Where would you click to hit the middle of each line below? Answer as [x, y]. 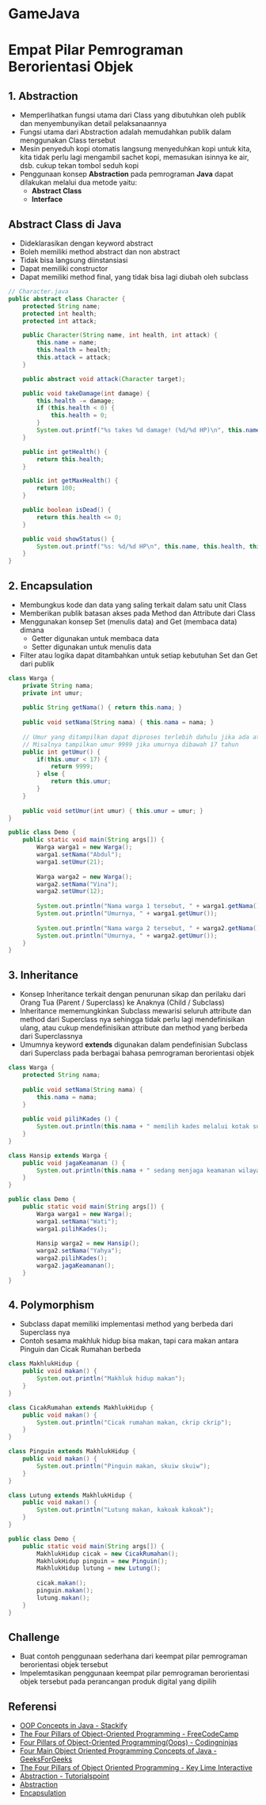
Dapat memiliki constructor [64, 269]
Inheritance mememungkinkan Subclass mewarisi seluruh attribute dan [135, 1011]
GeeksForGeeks [46, 1759]
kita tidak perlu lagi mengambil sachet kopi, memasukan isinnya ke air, [134, 157]
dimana [32, 630]
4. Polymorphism [51, 1305]
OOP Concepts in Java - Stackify [74, 1726]
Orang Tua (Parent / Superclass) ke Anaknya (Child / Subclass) [122, 1002]
